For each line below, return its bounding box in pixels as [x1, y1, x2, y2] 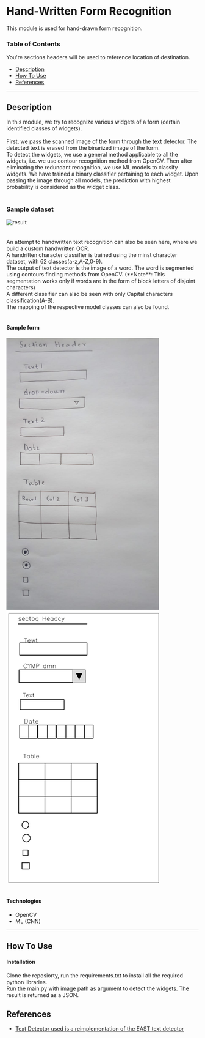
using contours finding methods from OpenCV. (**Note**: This [6, 271, 165, 278]
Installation [6, 958, 35, 965]
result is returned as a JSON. [6, 991, 79, 998]
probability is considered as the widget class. [6, 184, 120, 191]
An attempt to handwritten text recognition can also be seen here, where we [6, 239, 198, 246]
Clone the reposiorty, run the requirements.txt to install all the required [6, 971, 183, 979]
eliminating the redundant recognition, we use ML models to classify [6, 164, 178, 171]
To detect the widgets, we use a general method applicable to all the [6, 151, 178, 158]
